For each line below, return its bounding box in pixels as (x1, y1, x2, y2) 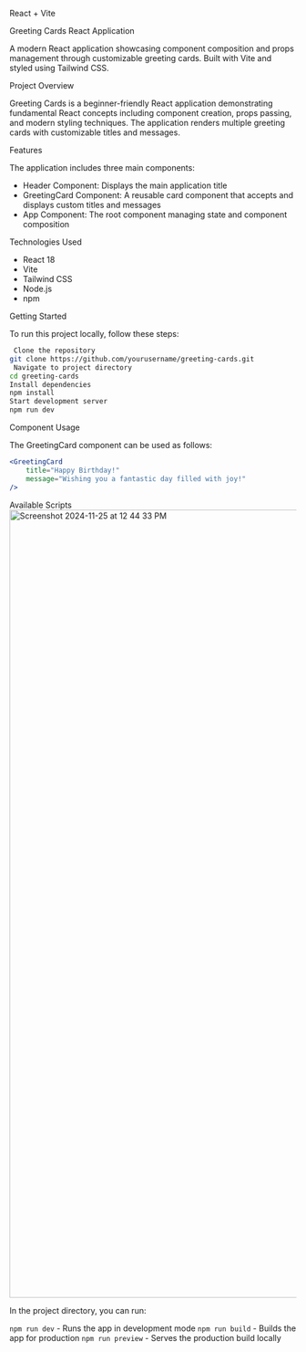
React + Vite (9, 8, 56, 18)
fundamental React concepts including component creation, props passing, (9, 108, 292, 118)
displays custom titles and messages (22, 200, 161, 210)
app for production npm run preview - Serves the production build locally (9, 1332, 282, 1343)
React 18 (22, 255, 56, 265)
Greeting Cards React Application (9, 26, 135, 36)
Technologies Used (9, 236, 82, 247)
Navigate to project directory (13, 362, 132, 372)
